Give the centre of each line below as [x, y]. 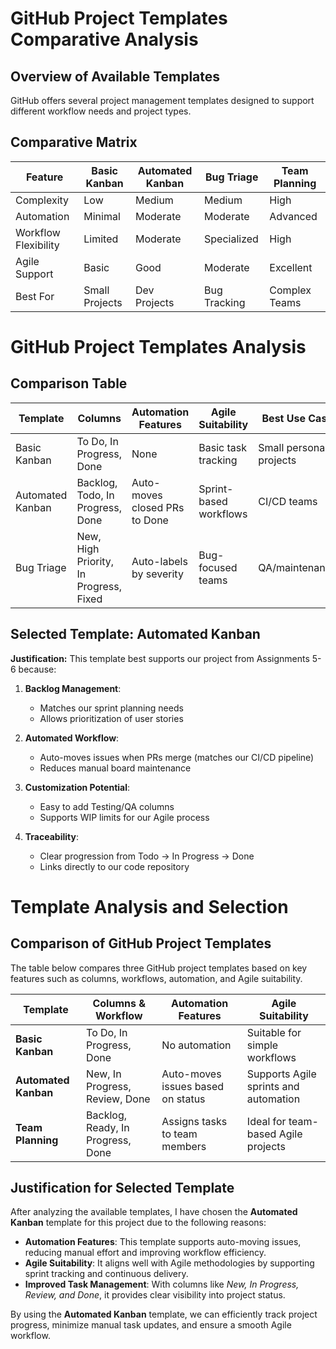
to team [179, 1134]
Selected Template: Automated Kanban [135, 634]
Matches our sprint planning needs [111, 708]
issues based [193, 1086]
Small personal [293, 447]
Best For [35, 296]
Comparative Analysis [104, 39]
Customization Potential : [77, 787]
